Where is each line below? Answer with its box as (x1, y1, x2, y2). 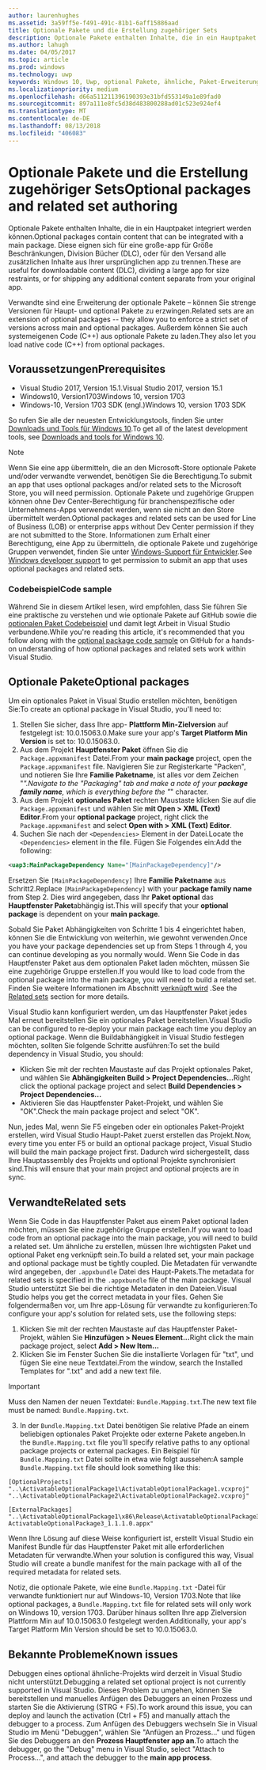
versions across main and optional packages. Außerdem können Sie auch (8, 322, 248, 332)
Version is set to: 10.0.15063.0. (19, 737, 120, 746)
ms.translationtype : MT (8, 108, 87, 116)
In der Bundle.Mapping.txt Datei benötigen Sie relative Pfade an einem (19, 1421, 249, 1430)
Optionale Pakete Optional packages (8, 675, 190, 689)
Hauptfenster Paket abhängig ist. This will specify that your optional (8, 901, 229, 910)
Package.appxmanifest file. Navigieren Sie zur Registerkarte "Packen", (19, 762, 247, 772)
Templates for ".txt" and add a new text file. (19, 1366, 162, 1376)
